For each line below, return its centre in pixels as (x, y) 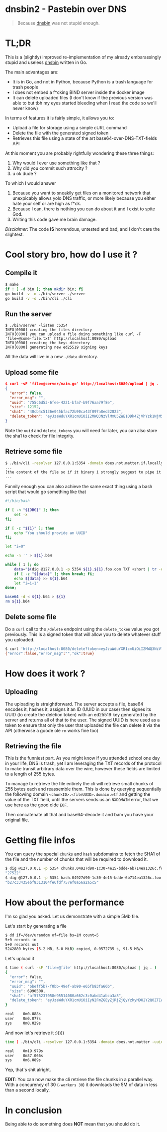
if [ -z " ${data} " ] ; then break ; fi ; (54, 574)
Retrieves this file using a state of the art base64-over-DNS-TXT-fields (85, 138)
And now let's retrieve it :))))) (35, 1033)
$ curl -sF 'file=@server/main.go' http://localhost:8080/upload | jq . (82, 384)
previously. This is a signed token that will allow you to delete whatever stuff (83, 634)
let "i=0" (15, 547)
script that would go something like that (46, 492)
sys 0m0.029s (23, 1023)
